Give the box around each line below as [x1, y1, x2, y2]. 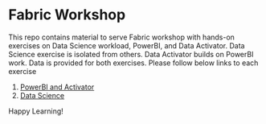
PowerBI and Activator [19, 82, 95, 92]
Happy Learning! [8, 106, 64, 116]
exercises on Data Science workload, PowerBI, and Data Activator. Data [8, 40, 245, 50]
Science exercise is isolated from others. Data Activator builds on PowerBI [8, 49, 254, 59]
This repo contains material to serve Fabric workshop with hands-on [8, 32, 235, 42]
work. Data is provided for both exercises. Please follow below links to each [8, 58, 259, 68]
